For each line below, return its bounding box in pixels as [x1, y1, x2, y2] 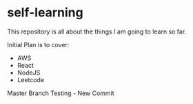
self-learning [7, 5, 84, 21]
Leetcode [17, 75, 45, 83]
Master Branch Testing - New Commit [7, 89, 115, 97]
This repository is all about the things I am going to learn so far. [7, 27, 187, 36]
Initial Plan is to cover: [7, 40, 70, 49]
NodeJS [17, 68, 41, 77]
